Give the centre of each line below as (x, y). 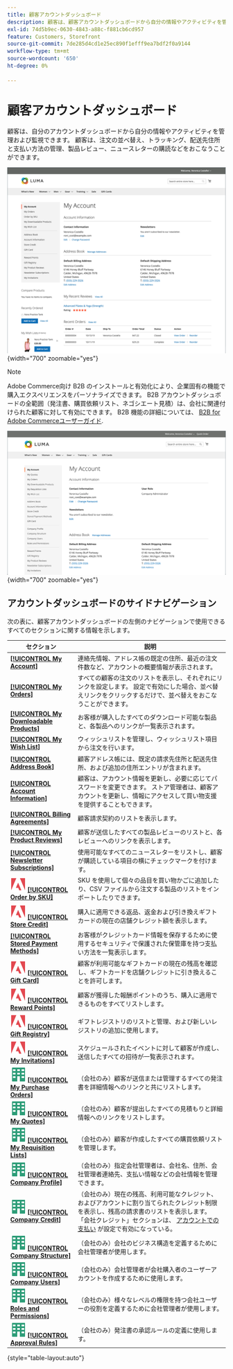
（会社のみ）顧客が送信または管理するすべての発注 (150, 1078)
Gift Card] (25, 980)
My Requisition (32, 1148)
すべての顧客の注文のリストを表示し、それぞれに (147, 678)
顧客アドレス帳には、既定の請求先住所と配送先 (144, 759)
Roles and (25, 1309)
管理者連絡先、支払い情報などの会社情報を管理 (150, 1174)
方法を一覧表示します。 (117, 952)
